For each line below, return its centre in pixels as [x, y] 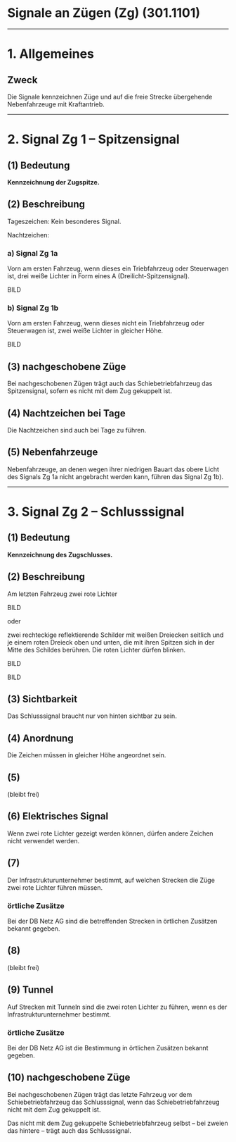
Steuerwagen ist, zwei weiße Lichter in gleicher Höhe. [85, 331]
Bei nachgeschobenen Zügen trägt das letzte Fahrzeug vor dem [100, 1094]
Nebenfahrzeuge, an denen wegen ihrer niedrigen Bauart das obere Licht [113, 469]
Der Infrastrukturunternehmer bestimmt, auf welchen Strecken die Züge [111, 880]
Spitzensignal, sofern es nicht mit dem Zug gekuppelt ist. [90, 391]
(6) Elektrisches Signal [58, 816]
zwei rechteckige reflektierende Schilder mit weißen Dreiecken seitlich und [116, 635]
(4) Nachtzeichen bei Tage [66, 413]
